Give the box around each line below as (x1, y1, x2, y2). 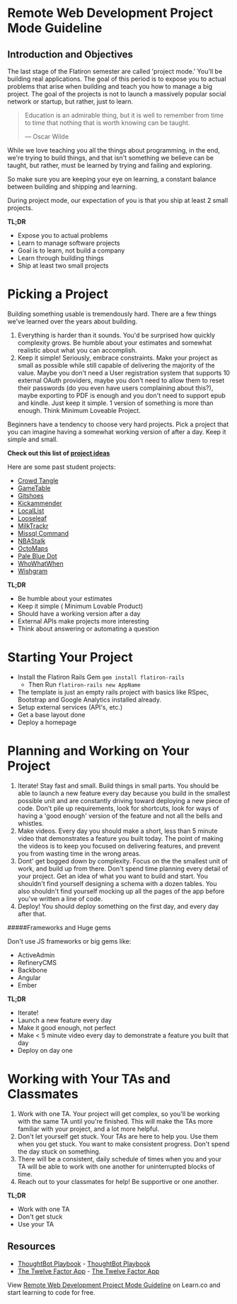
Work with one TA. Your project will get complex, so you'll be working (17, 1109, 221, 1118)
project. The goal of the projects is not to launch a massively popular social (7, 90, 226, 98)
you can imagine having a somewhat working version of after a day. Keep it (7, 427, 226, 436)
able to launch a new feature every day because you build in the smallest (17, 789, 231, 797)
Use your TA (17, 1220, 54, 1228)
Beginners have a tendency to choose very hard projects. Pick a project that (7, 420, 229, 429)
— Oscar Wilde (24, 133, 69, 140)
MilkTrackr (17, 521, 49, 530)
